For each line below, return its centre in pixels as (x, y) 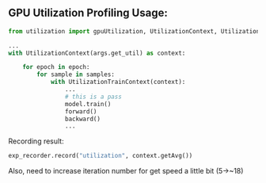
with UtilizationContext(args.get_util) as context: (97, 53)
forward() (81, 111)
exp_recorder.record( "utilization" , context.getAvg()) (101, 156)
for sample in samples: (76, 74)
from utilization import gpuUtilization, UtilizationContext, (113, 31)
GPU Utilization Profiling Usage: (88, 13)
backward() (83, 119)
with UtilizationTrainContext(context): (118, 82)
